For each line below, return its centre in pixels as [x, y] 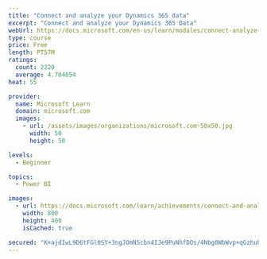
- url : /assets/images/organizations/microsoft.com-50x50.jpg [128, 126]
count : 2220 [35, 68]
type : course [30, 38]
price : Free [28, 45]
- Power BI [33, 184]
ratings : [23, 60]
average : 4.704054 [46, 75]
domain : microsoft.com [53, 111]
